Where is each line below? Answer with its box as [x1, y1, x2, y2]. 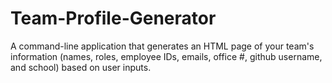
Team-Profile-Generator [10, 7, 217, 30]
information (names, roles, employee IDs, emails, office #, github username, [10, 50, 323, 62]
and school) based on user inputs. [10, 61, 152, 73]
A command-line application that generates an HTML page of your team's [10, 40, 315, 52]
